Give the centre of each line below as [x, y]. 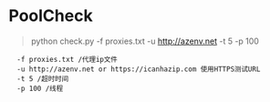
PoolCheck [51, 16]
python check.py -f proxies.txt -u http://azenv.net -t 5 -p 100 [145, 41]
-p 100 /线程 [40, 88]
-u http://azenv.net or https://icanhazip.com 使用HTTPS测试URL [139, 69]
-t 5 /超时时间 [43, 78]
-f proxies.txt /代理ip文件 [67, 59]
